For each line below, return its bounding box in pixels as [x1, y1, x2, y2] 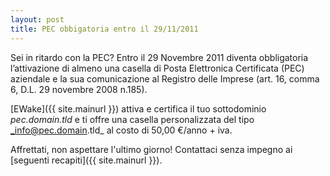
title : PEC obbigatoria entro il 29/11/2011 [10, 24, 199, 34]
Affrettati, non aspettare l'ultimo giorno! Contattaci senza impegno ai [10, 143, 293, 155]
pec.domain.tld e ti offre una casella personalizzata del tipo [10, 113, 255, 125]
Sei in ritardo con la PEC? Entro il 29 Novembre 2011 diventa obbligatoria [10, 51, 309, 63]
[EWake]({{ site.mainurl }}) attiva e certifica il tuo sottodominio [10, 102, 267, 115]
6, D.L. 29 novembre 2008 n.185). [10, 83, 148, 95]
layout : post [10, 14, 65, 25]
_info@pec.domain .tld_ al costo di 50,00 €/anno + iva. [10, 124, 233, 136]
